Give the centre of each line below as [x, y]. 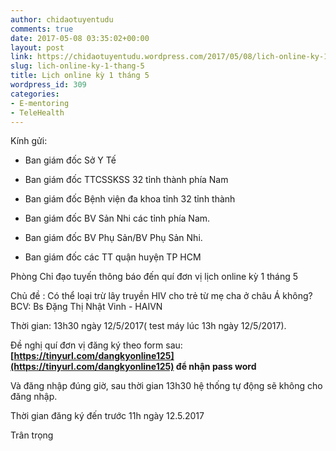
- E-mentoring [40, 103]
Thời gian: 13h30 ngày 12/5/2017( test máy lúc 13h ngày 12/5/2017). [148, 326]
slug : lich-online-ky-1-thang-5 [77, 66]
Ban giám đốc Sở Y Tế [70, 160]
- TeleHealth [37, 112]
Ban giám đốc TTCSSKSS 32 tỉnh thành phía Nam [126, 180]
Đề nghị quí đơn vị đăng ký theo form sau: [96, 345]
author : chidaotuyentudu [62, 19]
